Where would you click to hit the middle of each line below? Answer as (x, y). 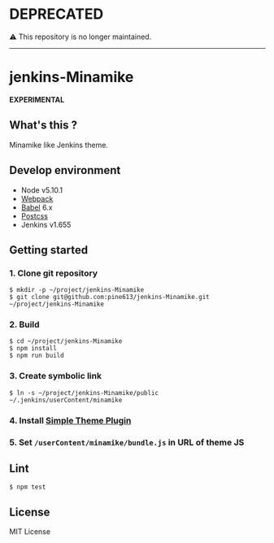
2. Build (24, 324)
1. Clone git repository (54, 273)
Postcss (34, 215)
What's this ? (43, 126)
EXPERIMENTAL (37, 99)
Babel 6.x (37, 207)
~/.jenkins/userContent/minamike (66, 400)
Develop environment (65, 170)
